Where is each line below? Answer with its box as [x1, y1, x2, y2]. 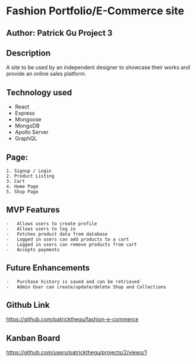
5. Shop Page [6, 189, 39, 195]
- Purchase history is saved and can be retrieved [6, 279, 140, 285]
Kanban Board [6, 333, 61, 343]
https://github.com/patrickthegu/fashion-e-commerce [6, 316, 139, 323]
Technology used [6, 88, 73, 98]
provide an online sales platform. [6, 70, 86, 77]
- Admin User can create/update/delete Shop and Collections [6, 284, 167, 290]
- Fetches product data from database [6, 231, 108, 237]
